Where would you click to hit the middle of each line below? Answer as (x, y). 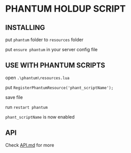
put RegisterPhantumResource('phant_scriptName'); (59, 87)
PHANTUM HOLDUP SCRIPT (65, 9)
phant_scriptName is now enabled (40, 117)
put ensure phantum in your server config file (52, 49)
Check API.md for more (30, 145)
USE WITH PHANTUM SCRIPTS (55, 66)
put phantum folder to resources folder (44, 40)
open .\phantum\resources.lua (37, 78)
